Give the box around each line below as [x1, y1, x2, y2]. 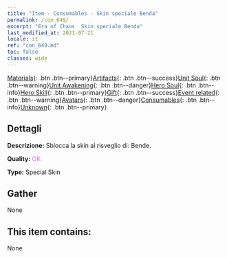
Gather [7, 187, 38, 200]
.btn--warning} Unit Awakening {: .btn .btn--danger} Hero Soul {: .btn [7, 80, 197, 89]
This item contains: [7, 226, 91, 237]
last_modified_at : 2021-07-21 [7, 29, 94, 36]
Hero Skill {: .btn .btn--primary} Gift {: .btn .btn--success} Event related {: [20, 88, 220, 96]
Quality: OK [7, 154, 41, 162]
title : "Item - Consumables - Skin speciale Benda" [7, 10, 158, 17]
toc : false [7, 49, 39, 56]
